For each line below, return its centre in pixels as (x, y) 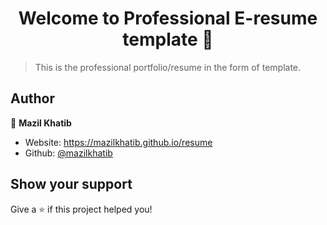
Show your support (71, 184)
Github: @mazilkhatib (68, 153)
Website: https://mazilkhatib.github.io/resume (118, 142)
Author (32, 98)
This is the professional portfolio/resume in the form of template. (168, 67)
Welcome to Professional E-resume (168, 18)
